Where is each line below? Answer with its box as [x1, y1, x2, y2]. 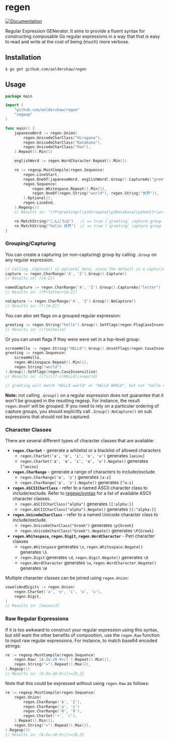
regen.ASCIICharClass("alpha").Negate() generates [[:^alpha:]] [20, 506, 156, 512]
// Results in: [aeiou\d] [5, 603, 59, 609]
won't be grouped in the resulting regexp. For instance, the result [5, 397, 140, 403]
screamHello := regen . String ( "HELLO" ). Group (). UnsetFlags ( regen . [5, 346, 145, 351]
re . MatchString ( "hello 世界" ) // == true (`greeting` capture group [14, 223, 162, 228]
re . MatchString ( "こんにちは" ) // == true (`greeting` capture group [14, 219, 162, 224]
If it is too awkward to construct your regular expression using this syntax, [5, 627, 159, 633]
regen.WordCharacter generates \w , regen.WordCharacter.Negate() [20, 560, 157, 566]
